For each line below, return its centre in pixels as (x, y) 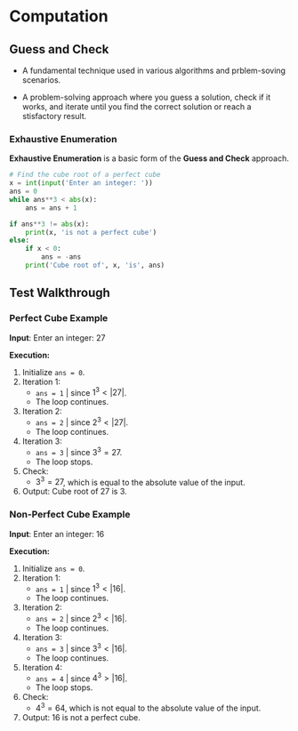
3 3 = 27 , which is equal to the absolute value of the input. (141, 481)
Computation (59, 16)
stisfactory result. (54, 116)
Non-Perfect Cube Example (70, 515)
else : (19, 241)
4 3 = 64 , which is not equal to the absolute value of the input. (148, 707)
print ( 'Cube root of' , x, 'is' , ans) (95, 265)
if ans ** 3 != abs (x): (49, 224)
